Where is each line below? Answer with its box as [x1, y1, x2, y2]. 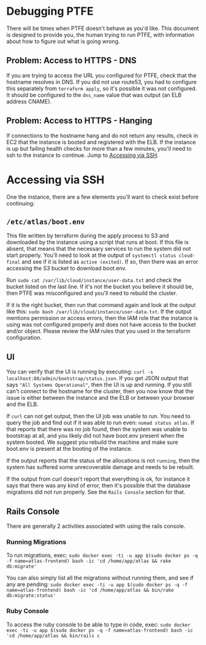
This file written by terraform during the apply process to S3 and [6, 232, 169, 240]
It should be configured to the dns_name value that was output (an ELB [6, 91, 182, 99]
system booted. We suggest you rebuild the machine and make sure [6, 438, 178, 446]
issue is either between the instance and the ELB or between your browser [6, 394, 195, 402]
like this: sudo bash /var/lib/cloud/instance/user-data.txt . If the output [6, 308, 192, 315]
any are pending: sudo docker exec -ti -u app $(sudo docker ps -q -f [6, 581, 188, 588]
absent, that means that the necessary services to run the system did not [6, 245, 191, 253]
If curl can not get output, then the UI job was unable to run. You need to [6, 413, 191, 420]
